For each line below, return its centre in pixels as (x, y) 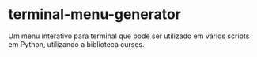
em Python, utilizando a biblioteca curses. (76, 44)
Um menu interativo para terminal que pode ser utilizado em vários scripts (129, 36)
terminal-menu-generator (95, 14)
